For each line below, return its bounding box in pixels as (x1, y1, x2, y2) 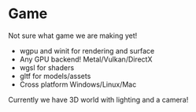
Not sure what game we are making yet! (8, 31, 138, 40)
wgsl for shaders (19, 62, 75, 72)
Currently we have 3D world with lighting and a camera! (8, 95, 189, 104)
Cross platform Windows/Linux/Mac (19, 80, 137, 89)
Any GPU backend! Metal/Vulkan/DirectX (19, 54, 153, 64)
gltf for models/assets (19, 71, 91, 80)
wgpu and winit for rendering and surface (19, 46, 155, 55)
